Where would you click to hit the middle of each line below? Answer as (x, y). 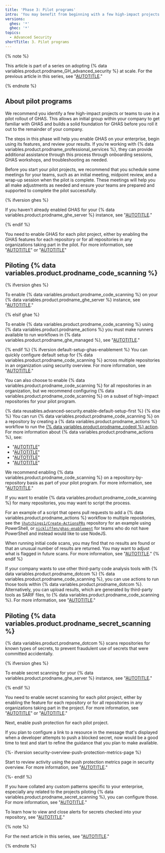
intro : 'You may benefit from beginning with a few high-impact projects (82, 14)
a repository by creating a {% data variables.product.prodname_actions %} (81, 422)
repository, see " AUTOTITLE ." (35, 817)
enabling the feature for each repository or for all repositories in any (74, 703)
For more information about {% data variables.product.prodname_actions (79, 432)
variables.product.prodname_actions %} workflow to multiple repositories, (81, 518)
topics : (13, 33)
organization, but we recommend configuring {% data (60, 391)
